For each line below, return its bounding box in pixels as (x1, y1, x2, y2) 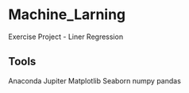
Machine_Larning (8, 6, 126, 24)
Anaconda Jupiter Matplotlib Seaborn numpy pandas (8, 76, 181, 85)
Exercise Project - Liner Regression (8, 32, 124, 41)
